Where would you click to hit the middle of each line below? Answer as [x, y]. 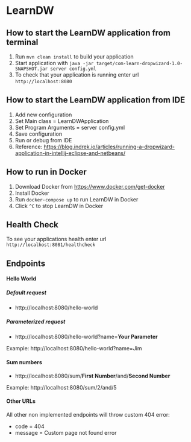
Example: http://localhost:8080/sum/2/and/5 [61, 387]
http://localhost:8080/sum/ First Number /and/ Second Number [92, 376]
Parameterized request [36, 321]
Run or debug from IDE [43, 140]
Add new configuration [43, 115]
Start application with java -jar [54, 63]
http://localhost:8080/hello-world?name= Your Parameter [86, 337]
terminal [22, 42]
